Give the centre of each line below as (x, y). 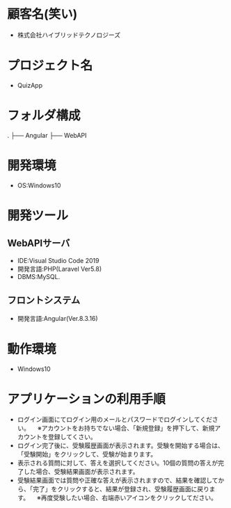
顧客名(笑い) (42, 14)
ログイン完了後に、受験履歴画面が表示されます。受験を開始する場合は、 (120, 445)
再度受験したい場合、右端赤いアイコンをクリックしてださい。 (129, 498)
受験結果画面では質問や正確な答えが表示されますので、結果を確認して (118, 480)
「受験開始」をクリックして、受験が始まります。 (87, 454)
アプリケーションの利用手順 (86, 399)
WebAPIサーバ (39, 243)
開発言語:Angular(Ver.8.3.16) (58, 318)
